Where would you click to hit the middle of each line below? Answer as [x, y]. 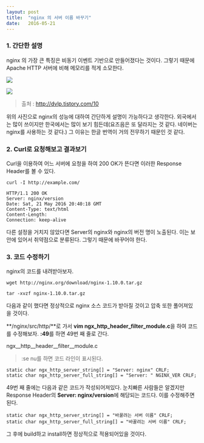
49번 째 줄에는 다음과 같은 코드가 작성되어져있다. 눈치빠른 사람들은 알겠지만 [96, 388]
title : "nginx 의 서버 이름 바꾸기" [49, 18]
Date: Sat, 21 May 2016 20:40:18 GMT [54, 204]
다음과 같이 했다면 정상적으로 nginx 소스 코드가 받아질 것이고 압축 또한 [89, 306]
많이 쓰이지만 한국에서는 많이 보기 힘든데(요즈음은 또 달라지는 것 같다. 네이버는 [105, 124]
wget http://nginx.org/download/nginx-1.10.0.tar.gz [74, 283]
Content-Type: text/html [38, 209]
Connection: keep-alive [36, 220]
